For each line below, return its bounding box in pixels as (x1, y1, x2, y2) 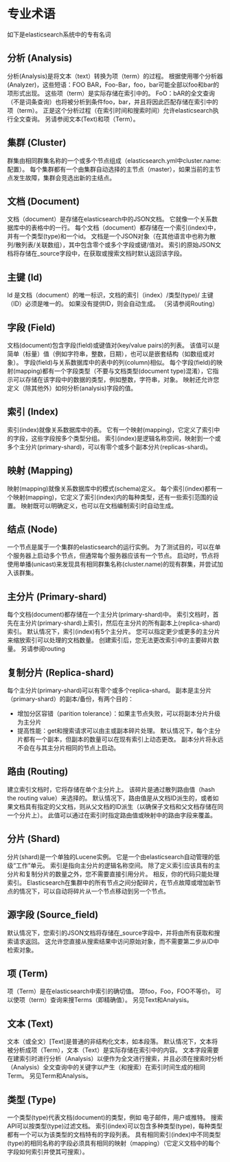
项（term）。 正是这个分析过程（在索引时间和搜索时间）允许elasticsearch (7, 106, 213, 114)
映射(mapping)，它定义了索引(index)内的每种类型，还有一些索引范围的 (12, 492, 213, 501)
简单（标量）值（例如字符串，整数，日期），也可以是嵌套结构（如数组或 (7, 350, 209, 358)
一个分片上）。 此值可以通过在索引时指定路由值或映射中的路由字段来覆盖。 (7, 811, 216, 819)
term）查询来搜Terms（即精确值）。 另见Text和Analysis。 (30, 996, 194, 1004)
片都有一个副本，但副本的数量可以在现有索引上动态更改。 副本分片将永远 (16, 736, 224, 744)
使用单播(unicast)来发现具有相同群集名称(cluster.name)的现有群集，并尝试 (7, 560, 218, 569)
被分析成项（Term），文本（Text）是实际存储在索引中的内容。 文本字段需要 (7, 1046, 220, 1054)
